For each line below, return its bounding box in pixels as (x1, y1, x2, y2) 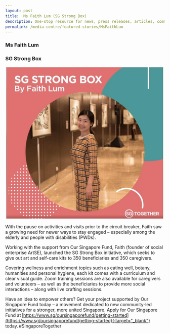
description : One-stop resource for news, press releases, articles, (5, 19, 155, 24)
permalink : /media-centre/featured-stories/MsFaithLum (5, 24, 123, 29)
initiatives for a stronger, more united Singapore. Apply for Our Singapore (5, 307, 158, 313)
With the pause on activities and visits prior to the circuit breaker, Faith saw (5, 223, 162, 230)
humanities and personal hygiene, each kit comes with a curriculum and (5, 270, 155, 276)
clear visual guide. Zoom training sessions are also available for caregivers (5, 275, 161, 281)
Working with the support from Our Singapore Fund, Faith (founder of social (5, 244, 163, 250)
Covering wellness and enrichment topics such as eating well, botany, (5, 265, 151, 271)
